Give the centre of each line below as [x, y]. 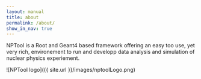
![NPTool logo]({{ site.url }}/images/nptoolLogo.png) [71, 70]
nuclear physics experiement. [43, 58]
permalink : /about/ [31, 23]
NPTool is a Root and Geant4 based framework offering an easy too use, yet [101, 45]
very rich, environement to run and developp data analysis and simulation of [100, 52]
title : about [23, 17]
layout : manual [25, 12]
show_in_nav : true [29, 28]
